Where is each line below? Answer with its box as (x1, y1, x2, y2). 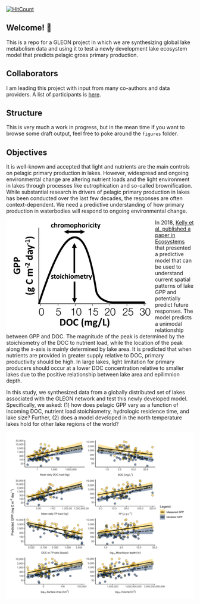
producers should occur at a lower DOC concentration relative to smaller (6, 365, 184, 372)
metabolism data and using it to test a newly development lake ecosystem (6, 45, 187, 52)
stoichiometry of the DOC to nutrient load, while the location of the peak (6, 340, 183, 347)
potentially (155, 295, 181, 302)
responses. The (155, 307, 193, 315)
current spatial (155, 276, 190, 283)
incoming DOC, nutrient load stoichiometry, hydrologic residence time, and (6, 408, 189, 415)
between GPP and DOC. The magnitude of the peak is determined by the (6, 333, 185, 340)
